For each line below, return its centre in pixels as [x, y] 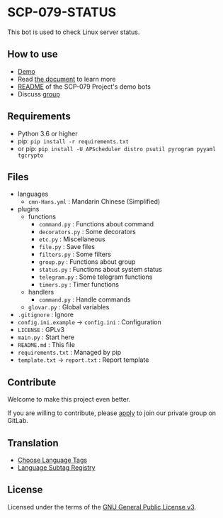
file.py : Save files [67, 247]
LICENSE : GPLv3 [41, 330]
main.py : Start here [46, 337]
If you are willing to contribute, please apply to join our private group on [112, 413]
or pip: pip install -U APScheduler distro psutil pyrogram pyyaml [116, 148]
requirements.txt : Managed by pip [69, 353]
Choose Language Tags [52, 460]
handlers [41, 292]
